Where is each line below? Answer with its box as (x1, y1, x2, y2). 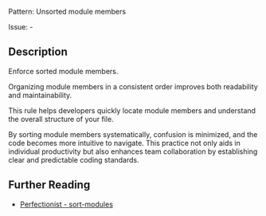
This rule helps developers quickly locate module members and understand (8, 105, 256, 115)
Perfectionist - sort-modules (19, 199, 114, 209)
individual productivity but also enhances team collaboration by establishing (8, 147, 258, 156)
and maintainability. (8, 90, 72, 100)
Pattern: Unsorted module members (8, 7, 126, 16)
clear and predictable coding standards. (8, 155, 139, 164)
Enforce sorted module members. (8, 66, 119, 76)
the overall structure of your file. (8, 114, 114, 124)
